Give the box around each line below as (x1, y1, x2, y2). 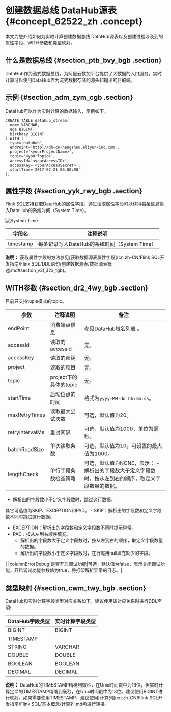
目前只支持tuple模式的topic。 (5, 298, 67, 304)
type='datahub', (10, 140, 44, 145)
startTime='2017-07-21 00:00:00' (10, 167, 81, 172)
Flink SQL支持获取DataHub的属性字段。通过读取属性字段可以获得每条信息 (5, 201, 160, 207)
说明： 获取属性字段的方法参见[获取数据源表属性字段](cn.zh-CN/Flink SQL (5, 254, 160, 260)
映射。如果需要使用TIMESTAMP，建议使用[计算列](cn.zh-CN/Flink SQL (9, 695, 159, 701)
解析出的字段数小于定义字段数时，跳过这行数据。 (12, 496, 116, 503)
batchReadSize (8, 446, 44, 453)
